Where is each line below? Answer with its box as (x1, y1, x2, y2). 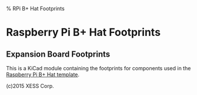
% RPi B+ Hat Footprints (6, 5, 65, 12)
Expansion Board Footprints (6, 49, 111, 59)
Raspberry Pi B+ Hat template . (6, 71, 80, 78)
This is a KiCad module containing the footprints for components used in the (6, 65, 191, 71)
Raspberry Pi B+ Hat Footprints (6, 26, 161, 39)
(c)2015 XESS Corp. (6, 83, 54, 89)
